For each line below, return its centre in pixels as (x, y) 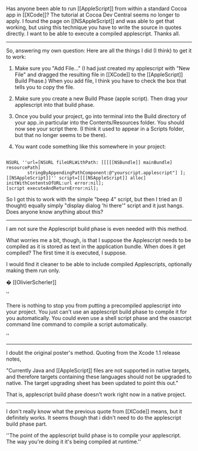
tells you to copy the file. (44, 87)
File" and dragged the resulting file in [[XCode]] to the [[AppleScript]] (99, 74)
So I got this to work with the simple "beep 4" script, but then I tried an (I (94, 199)
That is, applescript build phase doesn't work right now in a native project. (96, 394)
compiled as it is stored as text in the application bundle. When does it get (96, 246)
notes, (14, 359)
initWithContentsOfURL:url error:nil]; (55, 183)
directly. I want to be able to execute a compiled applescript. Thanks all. (93, 34)
